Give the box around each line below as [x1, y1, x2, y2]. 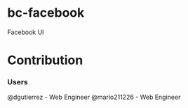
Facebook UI [7, 28, 44, 36]
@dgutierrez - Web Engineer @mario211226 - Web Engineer [7, 93, 181, 102]
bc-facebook [7, 5, 85, 21]
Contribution [7, 52, 83, 68]
